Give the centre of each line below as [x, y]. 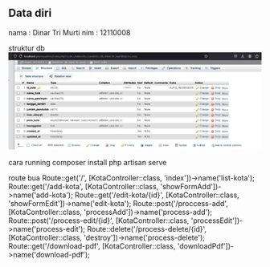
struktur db [27, 48]
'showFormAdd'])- [191, 187]
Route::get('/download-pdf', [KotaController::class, [92, 246]
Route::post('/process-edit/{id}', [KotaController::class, [99, 220]
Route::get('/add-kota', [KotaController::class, [84, 187]
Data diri [30, 13]
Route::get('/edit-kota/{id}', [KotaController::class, [157, 195]
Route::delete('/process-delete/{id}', [147, 229]
